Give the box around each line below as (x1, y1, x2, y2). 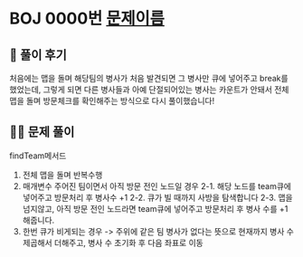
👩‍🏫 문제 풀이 (9, 124, 75, 140)
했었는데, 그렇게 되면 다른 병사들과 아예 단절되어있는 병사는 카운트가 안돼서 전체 (9, 84, 289, 95)
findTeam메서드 (9, 150, 67, 161)
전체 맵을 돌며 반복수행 (22, 169, 103, 180)
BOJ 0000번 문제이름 (9, 8, 166, 29)
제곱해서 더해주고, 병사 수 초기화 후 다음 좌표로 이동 (22, 237, 204, 248)
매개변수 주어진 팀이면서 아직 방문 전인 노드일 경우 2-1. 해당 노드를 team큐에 (22, 180, 292, 191)
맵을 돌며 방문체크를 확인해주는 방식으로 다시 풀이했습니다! (9, 96, 215, 106)
